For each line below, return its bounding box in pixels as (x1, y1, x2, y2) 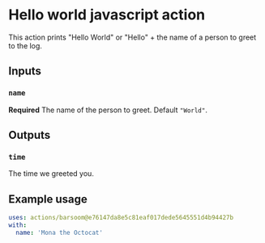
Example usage (8, 192, 88, 206)
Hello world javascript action (8, 6, 205, 24)
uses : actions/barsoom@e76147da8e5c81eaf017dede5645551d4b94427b (8, 214, 233, 222)
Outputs (8, 128, 51, 142)
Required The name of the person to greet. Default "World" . (8, 105, 208, 115)
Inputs (8, 65, 42, 78)
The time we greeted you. (8, 169, 95, 178)
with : (8, 221, 27, 229)
